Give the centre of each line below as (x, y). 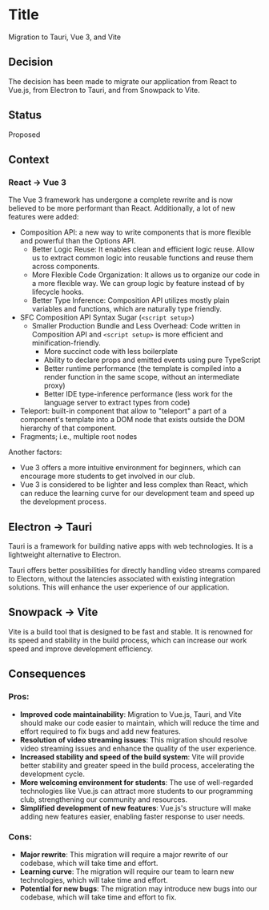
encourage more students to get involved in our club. (107, 476)
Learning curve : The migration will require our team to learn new (127, 872)
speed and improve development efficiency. (81, 648)
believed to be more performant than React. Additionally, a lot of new (122, 208)
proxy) (54, 385)
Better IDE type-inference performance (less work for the (139, 394)
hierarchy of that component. (68, 428)
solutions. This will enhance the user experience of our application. (119, 587)
